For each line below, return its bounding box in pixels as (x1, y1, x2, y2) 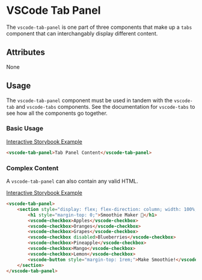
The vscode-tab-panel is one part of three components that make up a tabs (6, 23, 192, 31)
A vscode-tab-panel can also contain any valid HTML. (6, 178, 138, 185)
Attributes (6, 47, 45, 58)
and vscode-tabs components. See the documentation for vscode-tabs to (16, 103, 195, 110)
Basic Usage (6, 124, 44, 133)
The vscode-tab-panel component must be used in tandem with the (6, 97, 173, 104)
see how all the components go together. (6, 109, 108, 117)
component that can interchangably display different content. (6, 29, 158, 37)
